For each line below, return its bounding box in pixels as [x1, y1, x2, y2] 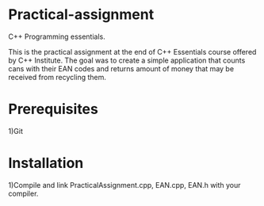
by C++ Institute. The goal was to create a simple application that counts [8, 55, 246, 65]
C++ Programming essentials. [8, 32, 105, 41]
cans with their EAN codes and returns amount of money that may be [8, 63, 235, 73]
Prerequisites [8, 101, 99, 118]
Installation [8, 154, 84, 172]
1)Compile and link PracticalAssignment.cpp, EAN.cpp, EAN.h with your [8, 180, 241, 189]
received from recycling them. [8, 72, 107, 82]
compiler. [8, 189, 39, 198]
